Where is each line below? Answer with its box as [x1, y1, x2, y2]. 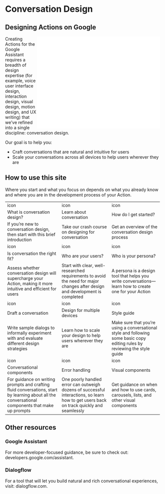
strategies [7, 345, 28, 352]
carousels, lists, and [111, 392, 152, 398]
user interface [5, 83, 33, 89]
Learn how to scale [61, 328, 101, 333]
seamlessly [61, 408, 84, 413]
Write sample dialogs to [7, 325, 55, 330]
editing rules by [111, 340, 143, 346]
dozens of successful [61, 387, 105, 393]
